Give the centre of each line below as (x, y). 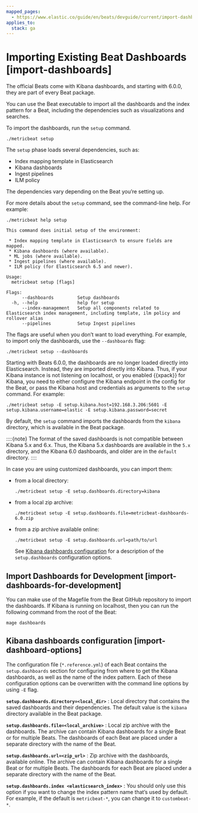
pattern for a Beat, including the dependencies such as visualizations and (95, 111)
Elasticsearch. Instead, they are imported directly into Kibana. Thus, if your (97, 369)
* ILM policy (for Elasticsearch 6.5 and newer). (71, 267)
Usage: (14, 277)
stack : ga (23, 28)
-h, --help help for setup (63, 303)
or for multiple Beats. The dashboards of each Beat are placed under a (92, 737)
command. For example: (35, 394)
